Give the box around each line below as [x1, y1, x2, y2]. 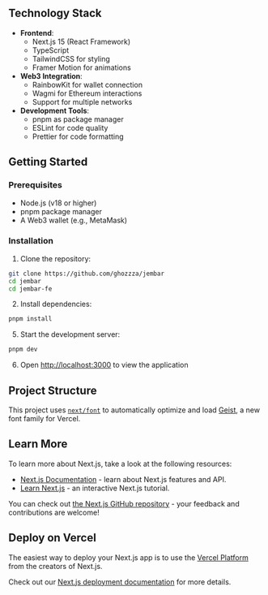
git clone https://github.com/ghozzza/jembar [8, 269, 164, 278]
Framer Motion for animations [32, 63, 131, 72]
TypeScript [32, 45, 70, 55]
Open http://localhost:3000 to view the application [19, 360, 189, 370]
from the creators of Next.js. [8, 561, 103, 571]
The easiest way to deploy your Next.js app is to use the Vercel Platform [8, 552, 249, 563]
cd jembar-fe [8, 284, 53, 293]
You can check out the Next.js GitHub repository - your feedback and [8, 498, 240, 508]
